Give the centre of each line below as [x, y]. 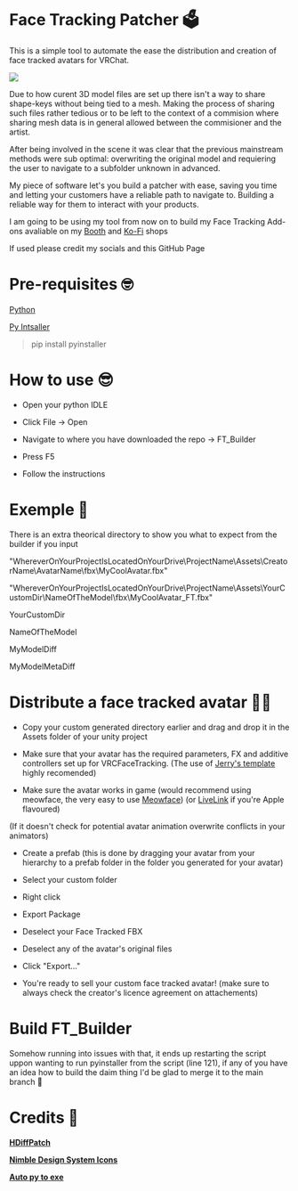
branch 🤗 [26, 1081]
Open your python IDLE [65, 404]
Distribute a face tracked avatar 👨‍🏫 [141, 702]
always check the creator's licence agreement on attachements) [140, 992]
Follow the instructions [64, 473]
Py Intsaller [30, 326]
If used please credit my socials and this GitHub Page [107, 248]
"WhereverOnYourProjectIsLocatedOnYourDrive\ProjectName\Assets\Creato [149, 561]
